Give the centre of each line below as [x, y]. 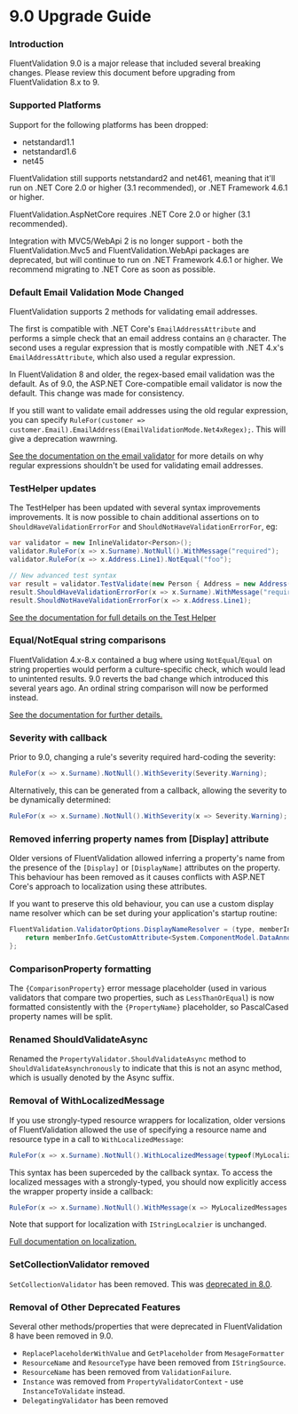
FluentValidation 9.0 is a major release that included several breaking [135, 63]
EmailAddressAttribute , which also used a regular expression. [122, 357]
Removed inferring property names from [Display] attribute [139, 839]
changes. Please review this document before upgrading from [122, 73]
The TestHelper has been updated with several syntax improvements [135, 507]
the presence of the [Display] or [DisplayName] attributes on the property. [145, 867]
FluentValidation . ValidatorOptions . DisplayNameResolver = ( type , [132, 930]
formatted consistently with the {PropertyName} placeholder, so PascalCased [149, 1007]
